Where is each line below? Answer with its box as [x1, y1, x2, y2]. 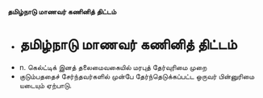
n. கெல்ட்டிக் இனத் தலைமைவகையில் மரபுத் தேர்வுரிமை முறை [19, 62, 207, 71]
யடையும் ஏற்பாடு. [19, 80, 72, 90]
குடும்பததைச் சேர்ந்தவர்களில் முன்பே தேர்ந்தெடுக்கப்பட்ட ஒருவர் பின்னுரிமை [19, 71, 255, 81]
